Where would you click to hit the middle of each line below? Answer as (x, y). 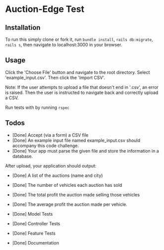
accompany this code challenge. (46, 146)
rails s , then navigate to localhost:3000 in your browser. (64, 45)
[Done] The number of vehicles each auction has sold (67, 185)
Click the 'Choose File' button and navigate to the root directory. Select (78, 72)
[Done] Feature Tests (34, 233)
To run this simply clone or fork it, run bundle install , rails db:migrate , (79, 39)
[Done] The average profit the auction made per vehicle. (70, 204)
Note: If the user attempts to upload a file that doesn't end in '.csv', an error (82, 87)
